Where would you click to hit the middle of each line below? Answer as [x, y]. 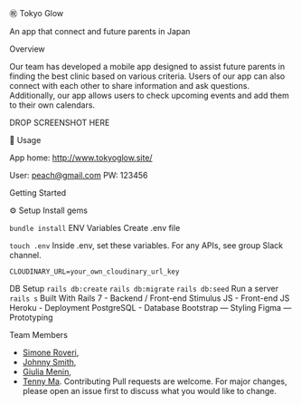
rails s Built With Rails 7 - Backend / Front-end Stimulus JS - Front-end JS [150, 298]
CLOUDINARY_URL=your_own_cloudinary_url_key [94, 272]
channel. [26, 255]
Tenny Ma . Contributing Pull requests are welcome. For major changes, [155, 381]
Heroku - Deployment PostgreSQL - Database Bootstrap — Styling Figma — [150, 308]
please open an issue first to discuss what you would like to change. [150, 391]
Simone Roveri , [51, 352]
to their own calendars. [52, 105]
